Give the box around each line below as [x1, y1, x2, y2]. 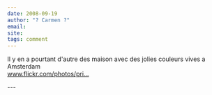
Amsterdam [7, 62, 40, 71]
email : [7, 23, 26, 30]
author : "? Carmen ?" [7, 17, 70, 24]
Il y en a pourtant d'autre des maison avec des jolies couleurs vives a [7, 55, 206, 63]
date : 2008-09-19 [7, 10, 58, 17]
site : [7, 29, 23, 37]
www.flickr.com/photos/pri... [7, 70, 89, 78]
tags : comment [7, 36, 49, 43]
